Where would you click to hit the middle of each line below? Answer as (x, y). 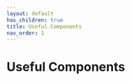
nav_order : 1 (25, 33)
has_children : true (35, 20)
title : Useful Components (44, 26)
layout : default (30, 13)
